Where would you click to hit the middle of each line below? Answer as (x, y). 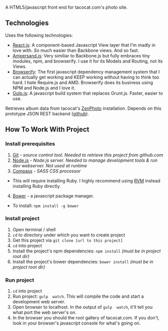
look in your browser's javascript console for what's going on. (76, 323)
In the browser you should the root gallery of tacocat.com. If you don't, (86, 318)
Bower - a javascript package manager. (53, 195)
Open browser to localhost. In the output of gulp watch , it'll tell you (82, 307)
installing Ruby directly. (37, 186)
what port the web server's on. (45, 312)
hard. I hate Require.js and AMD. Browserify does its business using (83, 82)
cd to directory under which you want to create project (69, 235)
